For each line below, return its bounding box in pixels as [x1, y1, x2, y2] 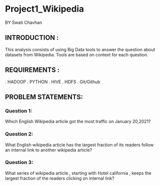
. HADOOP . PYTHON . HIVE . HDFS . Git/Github [5, 79, 101, 85]
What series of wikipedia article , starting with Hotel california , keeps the [5, 170, 152, 176]
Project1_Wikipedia [5, 3, 84, 15]
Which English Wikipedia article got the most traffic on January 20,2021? [5, 118, 151, 125]
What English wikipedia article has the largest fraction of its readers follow [5, 142, 154, 148]
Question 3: [5, 159, 34, 166]
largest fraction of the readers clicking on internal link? [5, 175, 115, 181]
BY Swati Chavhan [5, 19, 42, 25]
